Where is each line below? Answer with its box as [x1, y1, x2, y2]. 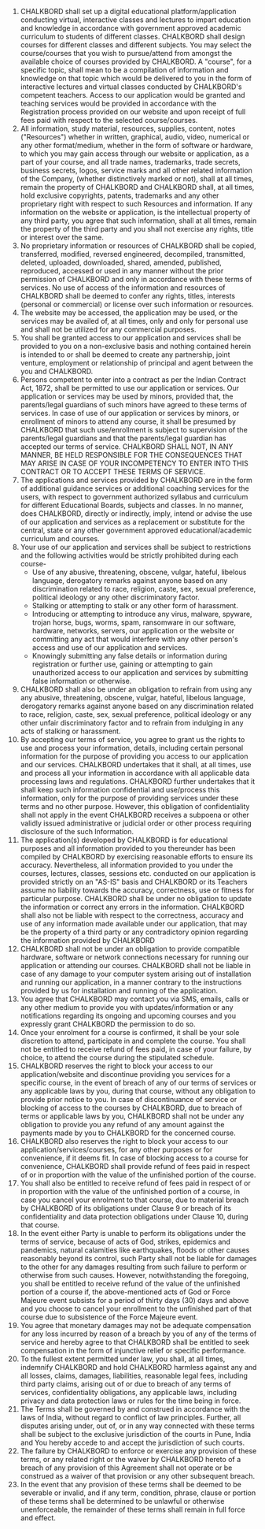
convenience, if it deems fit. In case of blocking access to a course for [20, 1153, 248, 1163]
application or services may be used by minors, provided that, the [20, 392, 234, 401]
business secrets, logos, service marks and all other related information [20, 165, 252, 175]
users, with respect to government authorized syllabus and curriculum [20, 492, 248, 501]
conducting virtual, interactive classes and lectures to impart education [20, 15, 251, 24]
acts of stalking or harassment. [20, 726, 121, 736]
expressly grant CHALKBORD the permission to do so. [20, 1019, 196, 1029]
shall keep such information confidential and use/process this [20, 785, 220, 794]
